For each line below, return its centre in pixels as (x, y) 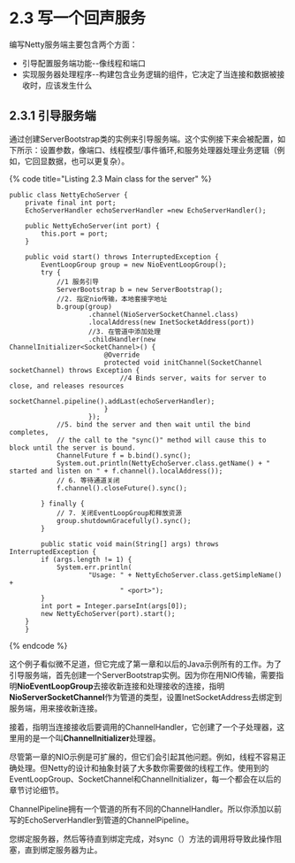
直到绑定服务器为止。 (63, 850)
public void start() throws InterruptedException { (122, 257)
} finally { (63, 504)
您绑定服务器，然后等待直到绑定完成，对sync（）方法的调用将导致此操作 (142, 838)
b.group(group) (84, 306)
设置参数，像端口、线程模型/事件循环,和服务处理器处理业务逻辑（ (159, 150)
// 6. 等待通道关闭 (88, 480)
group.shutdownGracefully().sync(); (124, 520)
